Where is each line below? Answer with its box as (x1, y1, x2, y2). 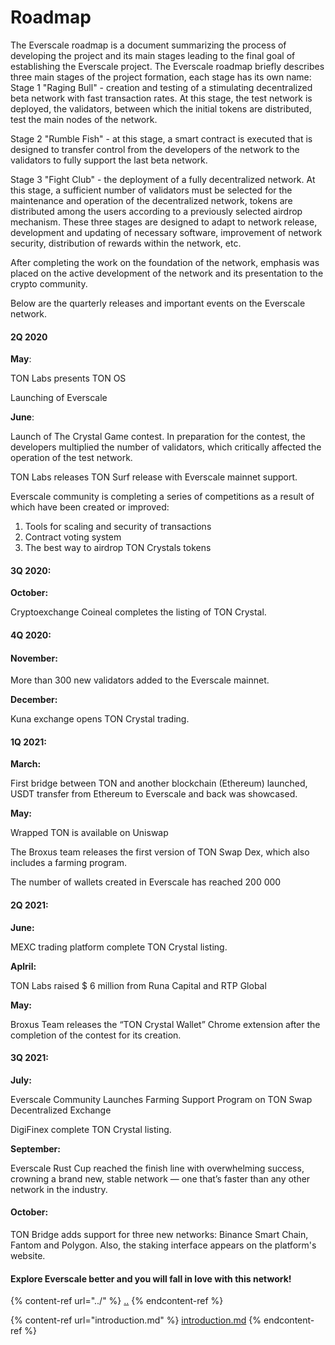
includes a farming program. (10, 857, 127, 869)
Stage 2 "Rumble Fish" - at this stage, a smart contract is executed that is (10, 132, 313, 145)
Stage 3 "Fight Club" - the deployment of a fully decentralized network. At (10, 173, 316, 185)
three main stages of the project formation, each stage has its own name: (10, 71, 312, 83)
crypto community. (10, 277, 88, 290)
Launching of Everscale (10, 392, 108, 404)
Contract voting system (24, 531, 122, 543)
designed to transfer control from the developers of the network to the (10, 143, 300, 155)
